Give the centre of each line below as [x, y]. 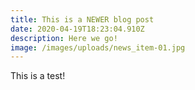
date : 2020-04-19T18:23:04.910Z [77, 29]
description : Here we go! [64, 38]
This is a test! [38, 76]
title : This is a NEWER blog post [82, 19]
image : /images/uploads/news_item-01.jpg [98, 47]
